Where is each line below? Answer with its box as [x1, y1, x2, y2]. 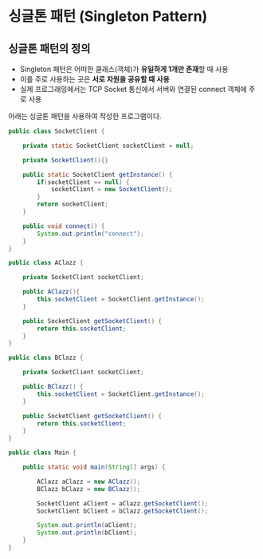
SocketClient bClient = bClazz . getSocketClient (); [37, 507, 209, 515]
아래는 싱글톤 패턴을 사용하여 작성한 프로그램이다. [8, 111, 162, 121]
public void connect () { [22, 222, 105, 230]
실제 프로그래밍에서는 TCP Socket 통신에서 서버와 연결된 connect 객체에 [19, 85, 247, 94]
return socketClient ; [37, 201, 109, 209]
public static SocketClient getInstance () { [22, 170, 173, 178]
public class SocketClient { [8, 127, 105, 135]
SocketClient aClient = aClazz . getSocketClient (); [37, 499, 209, 508]
